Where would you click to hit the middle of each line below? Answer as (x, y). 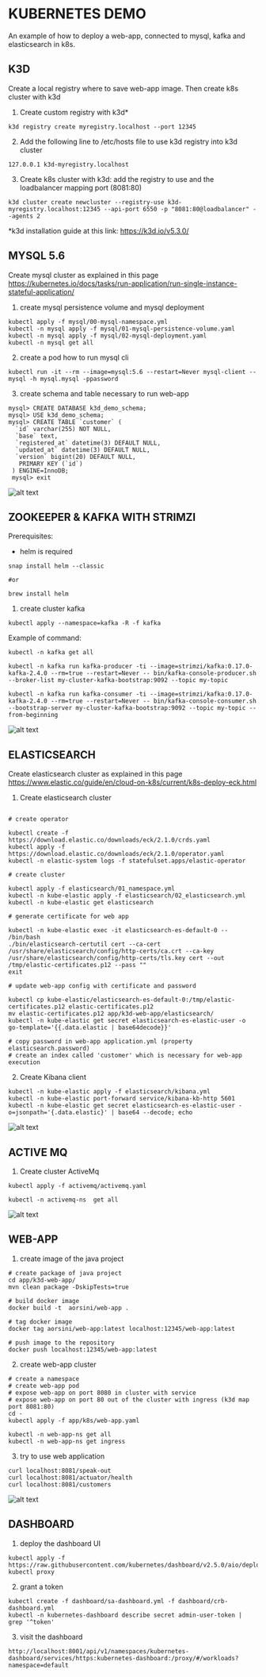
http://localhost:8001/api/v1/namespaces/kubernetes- (99, 1651)
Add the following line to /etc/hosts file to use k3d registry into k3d (128, 141)
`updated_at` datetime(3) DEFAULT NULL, (83, 449)
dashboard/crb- (203, 1601)
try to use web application (62, 1456)
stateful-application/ (42, 291)
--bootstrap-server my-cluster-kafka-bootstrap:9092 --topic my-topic (127, 708)
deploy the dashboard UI (60, 1543)
